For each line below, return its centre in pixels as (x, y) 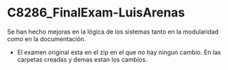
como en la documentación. (47, 38)
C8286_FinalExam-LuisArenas (96, 13)
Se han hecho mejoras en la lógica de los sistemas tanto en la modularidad (113, 32)
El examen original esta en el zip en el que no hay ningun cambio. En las (119, 52)
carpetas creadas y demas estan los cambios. (82, 59)
